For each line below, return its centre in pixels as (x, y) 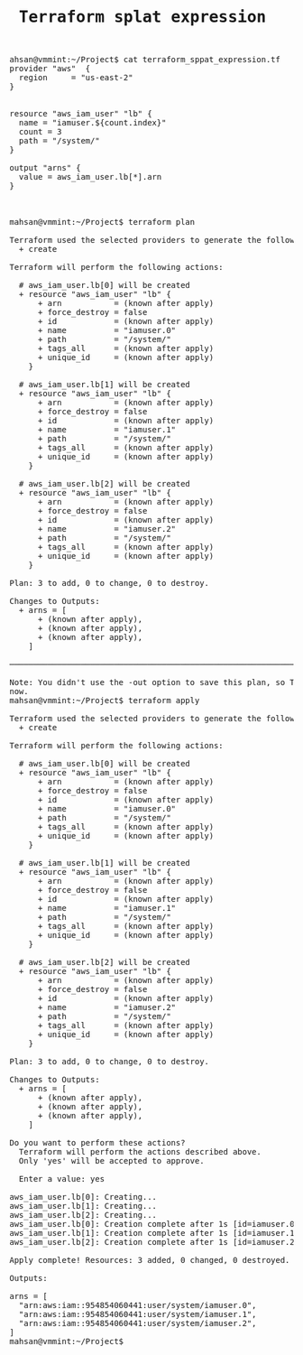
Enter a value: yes (62, 1179)
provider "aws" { (50, 68)
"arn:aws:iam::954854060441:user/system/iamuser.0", (138, 1305)
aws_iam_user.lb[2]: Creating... (83, 1215)
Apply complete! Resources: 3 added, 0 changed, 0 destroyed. (150, 1260)
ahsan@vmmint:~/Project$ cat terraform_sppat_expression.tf (145, 59)
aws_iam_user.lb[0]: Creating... (83, 1197)
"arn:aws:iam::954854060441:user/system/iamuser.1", (138, 1314)
